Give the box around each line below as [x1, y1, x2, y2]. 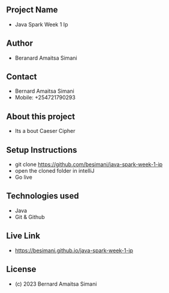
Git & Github [14, 213, 45, 220]
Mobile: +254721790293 [14, 94, 76, 101]
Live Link [6, 231, 41, 241]
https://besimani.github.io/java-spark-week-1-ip [14, 247, 134, 254]
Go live [14, 174, 33, 181]
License [6, 264, 37, 274]
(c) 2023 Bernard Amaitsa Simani [14, 280, 97, 288]
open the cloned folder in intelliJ [14, 167, 95, 174]
